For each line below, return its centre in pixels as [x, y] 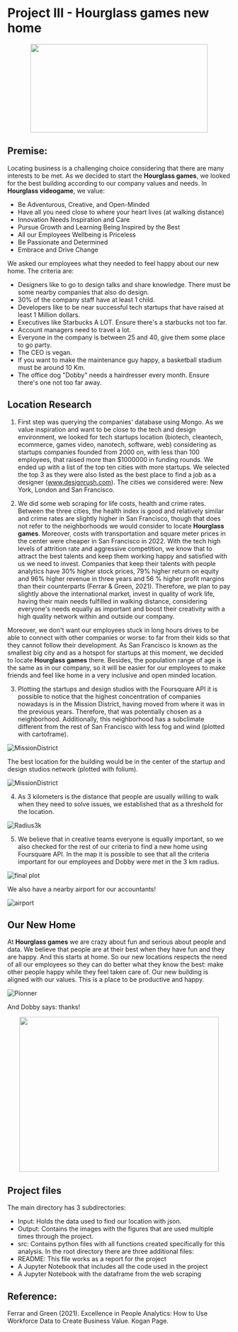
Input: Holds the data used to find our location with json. [100, 1221]
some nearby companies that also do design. [83, 292]
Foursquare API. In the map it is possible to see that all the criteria [113, 854]
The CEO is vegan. [45, 352]
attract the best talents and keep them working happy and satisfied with [123, 556]
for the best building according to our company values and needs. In [107, 183]
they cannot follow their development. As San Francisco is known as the [113, 645]
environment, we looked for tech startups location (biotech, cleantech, [120, 436]
